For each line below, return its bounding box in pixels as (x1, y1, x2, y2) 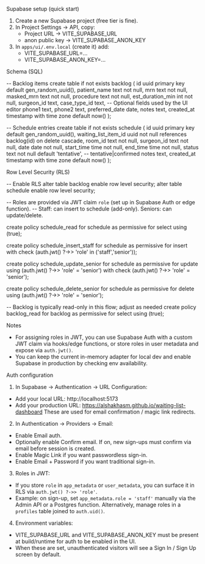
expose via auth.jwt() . (15, 347, 73, 354)
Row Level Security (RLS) (6, 168, 70, 176)
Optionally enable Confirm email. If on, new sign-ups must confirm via (15, 439, 192, 445)
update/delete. (6, 212, 43, 219)
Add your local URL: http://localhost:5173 (15, 395, 118, 403)
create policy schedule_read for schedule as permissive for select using (6, 223, 187, 231)
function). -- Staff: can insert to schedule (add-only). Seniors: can (6, 205, 172, 212)
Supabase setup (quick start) (6, 6, 79, 12)
